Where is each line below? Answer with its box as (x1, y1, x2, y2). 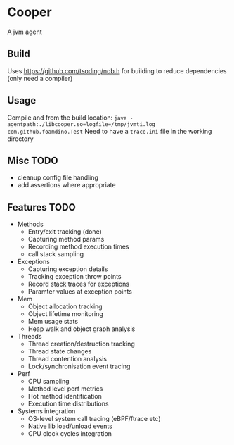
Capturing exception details (27, 265, 108, 273)
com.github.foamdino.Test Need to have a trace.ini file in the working (7, 127, 212, 135)
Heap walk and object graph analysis (27, 325, 136, 333)
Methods (17, 220, 44, 229)
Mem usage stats (27, 318, 79, 326)
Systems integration (17, 407, 76, 415)
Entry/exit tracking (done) (27, 227, 102, 236)
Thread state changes (27, 347, 92, 356)
